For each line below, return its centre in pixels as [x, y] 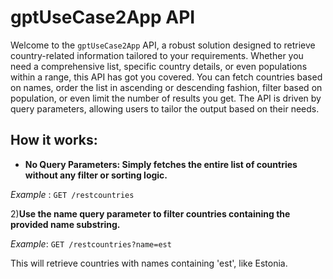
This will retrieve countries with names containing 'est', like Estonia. [149, 263]
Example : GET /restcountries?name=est [91, 243]
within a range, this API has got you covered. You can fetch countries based [166, 77]
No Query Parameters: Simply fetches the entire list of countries [161, 164]
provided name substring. [65, 224]
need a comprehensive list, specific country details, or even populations [159, 66]
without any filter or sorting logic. [96, 175]
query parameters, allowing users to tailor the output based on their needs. [165, 108]
